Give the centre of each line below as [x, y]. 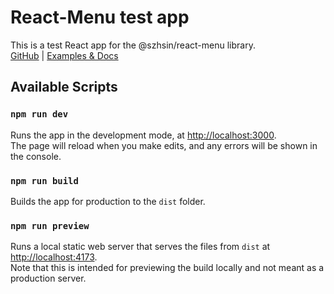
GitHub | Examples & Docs [64, 55]
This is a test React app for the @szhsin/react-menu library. [133, 45]
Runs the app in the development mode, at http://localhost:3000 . [143, 135]
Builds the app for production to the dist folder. [108, 201]
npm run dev [39, 114]
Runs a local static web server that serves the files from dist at [140, 247]
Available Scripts [64, 87]
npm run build [44, 180]
